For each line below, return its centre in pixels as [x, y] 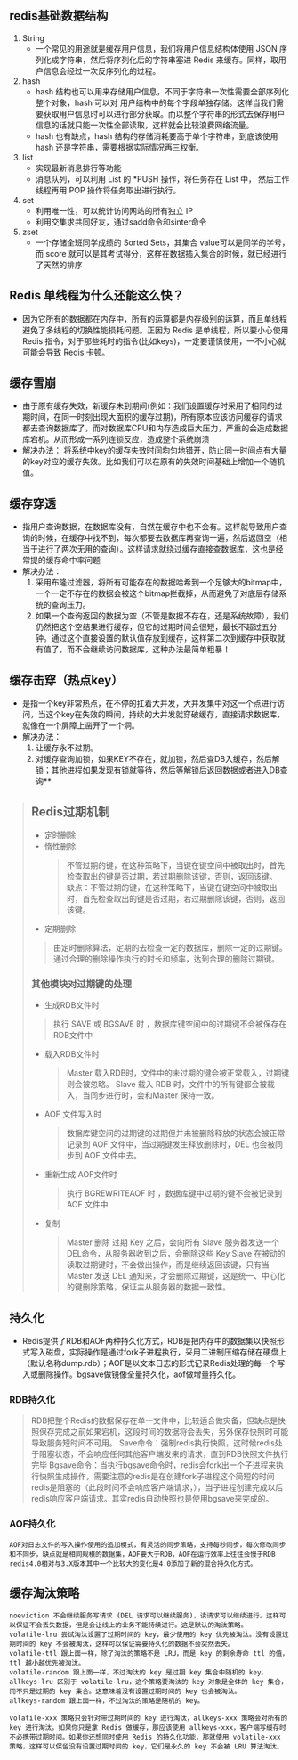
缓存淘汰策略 [44, 1593]
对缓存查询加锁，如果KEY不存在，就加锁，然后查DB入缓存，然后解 [157, 759]
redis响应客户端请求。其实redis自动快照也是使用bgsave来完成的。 [152, 1499]
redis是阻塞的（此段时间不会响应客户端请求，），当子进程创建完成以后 [157, 1487]
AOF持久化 [32, 1524]
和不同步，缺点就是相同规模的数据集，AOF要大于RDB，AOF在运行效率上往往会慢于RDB [142, 1554]
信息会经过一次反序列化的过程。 [102, 70]
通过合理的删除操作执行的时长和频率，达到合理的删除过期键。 [166, 958]
